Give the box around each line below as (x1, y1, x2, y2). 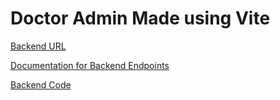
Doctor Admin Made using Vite (10, 7, 271, 30)
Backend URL (10, 40, 67, 52)
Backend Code (10, 78, 72, 91)
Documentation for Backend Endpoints (10, 59, 170, 71)
